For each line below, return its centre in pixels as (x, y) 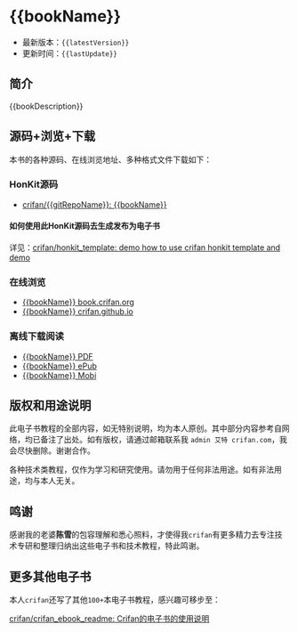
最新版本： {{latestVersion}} (76, 42)
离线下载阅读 (37, 336)
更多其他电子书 (50, 576)
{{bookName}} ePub (60, 366)
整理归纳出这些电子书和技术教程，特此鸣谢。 (122, 546)
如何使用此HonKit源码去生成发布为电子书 (85, 226)
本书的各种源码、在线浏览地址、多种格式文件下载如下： (110, 159)
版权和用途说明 (50, 405)
